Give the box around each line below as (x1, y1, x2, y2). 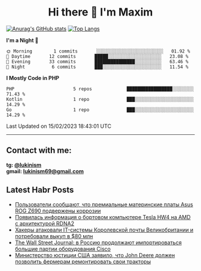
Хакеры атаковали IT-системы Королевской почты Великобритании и (14, 226, 194, 233)
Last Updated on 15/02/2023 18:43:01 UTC (6, 122, 112, 130)
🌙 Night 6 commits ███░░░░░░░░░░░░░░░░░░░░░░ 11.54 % (6, 64, 188, 70)
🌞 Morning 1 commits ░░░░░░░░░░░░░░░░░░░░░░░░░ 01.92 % (6, 48, 190, 54)
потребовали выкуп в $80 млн (14, 232, 93, 239)
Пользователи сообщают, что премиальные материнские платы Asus (14, 201, 193, 208)
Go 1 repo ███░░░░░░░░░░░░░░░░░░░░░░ (6, 107, 194, 113)
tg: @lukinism (6, 161, 42, 168)
